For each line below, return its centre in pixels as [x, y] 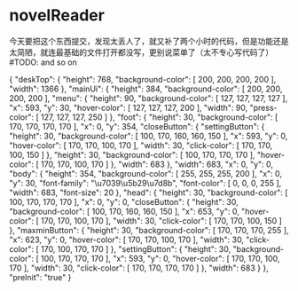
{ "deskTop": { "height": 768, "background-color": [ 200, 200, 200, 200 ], [143, 79]
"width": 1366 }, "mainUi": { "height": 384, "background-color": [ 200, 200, [146, 89]
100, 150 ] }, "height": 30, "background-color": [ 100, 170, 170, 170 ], [132, 154]
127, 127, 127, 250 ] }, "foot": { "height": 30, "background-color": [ [159, 117]
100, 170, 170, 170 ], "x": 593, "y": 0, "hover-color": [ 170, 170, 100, [160, 258]
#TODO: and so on [43, 62]
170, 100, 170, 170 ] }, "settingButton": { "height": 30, [136, 248]
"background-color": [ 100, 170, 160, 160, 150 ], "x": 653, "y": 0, [124, 211]
